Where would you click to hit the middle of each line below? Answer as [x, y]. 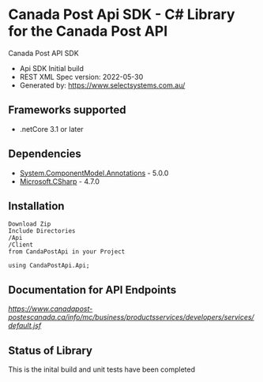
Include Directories [42, 231]
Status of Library [51, 350]
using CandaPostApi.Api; [49, 266]
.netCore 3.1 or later [52, 129]
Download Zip [30, 224]
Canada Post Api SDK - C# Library [122, 15]
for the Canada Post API [88, 31]
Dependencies [45, 154]
